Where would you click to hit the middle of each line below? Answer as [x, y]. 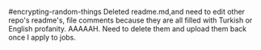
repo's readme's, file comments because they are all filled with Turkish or [130, 20]
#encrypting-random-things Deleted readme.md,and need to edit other [126, 12]
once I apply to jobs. [42, 37]
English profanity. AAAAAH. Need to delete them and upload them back [128, 29]
